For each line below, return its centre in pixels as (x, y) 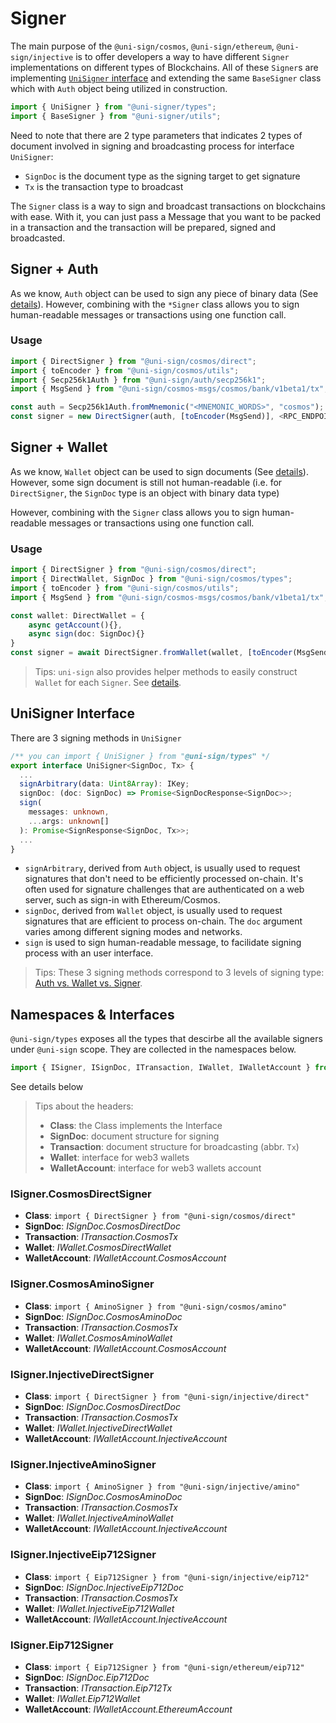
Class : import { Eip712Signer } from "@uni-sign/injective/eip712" (167, 1576)
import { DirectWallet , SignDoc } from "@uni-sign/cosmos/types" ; (151, 579)
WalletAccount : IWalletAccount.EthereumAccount (128, 1709)
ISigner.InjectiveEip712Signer (83, 1555)
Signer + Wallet (59, 447)
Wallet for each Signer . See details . (108, 683)
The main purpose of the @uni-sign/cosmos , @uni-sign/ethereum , (142, 46)
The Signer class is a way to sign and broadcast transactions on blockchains (168, 206)
